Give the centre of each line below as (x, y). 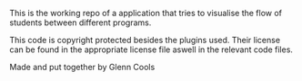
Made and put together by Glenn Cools (82, 67)
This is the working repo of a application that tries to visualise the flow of (146, 13)
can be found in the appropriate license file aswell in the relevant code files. (151, 49)
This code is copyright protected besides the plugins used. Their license (145, 40)
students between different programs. (81, 22)
